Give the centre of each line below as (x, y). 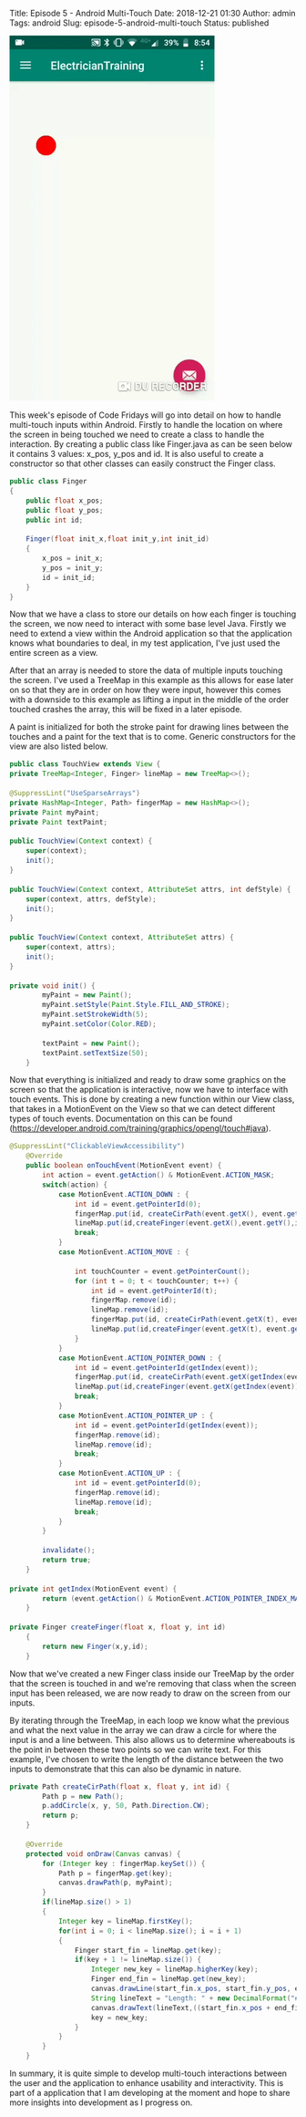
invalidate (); (69, 1551)
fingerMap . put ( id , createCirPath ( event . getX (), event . (180, 1214)
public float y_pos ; (65, 510)
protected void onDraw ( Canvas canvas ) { (103, 1854)
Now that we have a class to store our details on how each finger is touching (153, 614)
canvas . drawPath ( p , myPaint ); (115, 1883)
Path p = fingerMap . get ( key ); (115, 1873)
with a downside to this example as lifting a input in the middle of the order (149, 700)
